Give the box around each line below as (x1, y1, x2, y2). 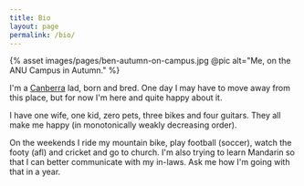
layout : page (9, 22, 59, 31)
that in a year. (9, 166, 61, 178)
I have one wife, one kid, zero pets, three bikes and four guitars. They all (9, 110, 281, 121)
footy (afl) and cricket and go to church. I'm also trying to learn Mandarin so (9, 147, 295, 158)
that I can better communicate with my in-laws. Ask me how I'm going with (9, 157, 290, 168)
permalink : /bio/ (9, 30, 76, 39)
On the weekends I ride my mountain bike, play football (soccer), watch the (9, 138, 292, 149)
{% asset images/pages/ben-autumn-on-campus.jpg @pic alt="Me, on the (9, 56, 291, 67)
